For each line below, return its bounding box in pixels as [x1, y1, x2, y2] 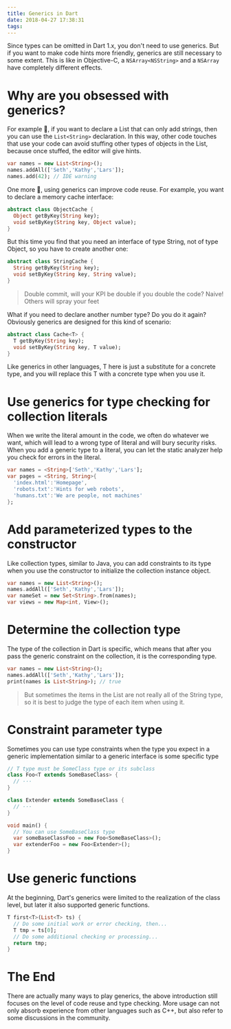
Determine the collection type [7, 622, 181, 638]
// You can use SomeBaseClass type [13, 828, 115, 835]
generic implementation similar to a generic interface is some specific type [7, 752, 219, 760]
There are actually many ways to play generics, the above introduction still [7, 992, 218, 1000]
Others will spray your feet [23, 297, 100, 305]
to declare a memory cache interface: [7, 192, 114, 201]
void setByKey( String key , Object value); [13, 219, 137, 225]
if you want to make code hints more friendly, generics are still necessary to [7, 49, 222, 57]
